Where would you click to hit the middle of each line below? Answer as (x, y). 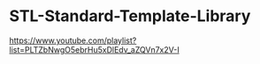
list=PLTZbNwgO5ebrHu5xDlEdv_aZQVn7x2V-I (94, 49)
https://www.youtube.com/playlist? (73, 40)
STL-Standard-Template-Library (130, 16)
